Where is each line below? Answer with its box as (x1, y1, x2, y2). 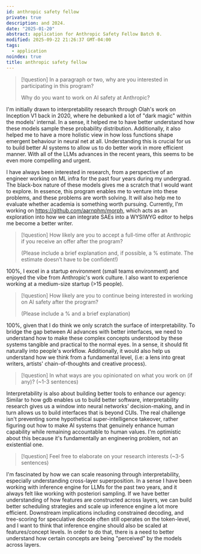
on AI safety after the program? (20, 298, 99, 305)
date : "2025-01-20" (6, 25, 55, 32)
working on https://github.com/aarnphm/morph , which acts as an (6, 207, 168, 214)
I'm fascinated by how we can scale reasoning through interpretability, (6, 470, 181, 478)
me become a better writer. (6, 219, 74, 226)
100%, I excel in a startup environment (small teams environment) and (6, 267, 179, 275)
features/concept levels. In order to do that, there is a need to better (6, 528, 175, 535)
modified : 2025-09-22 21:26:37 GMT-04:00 (6, 37, 112, 43)
